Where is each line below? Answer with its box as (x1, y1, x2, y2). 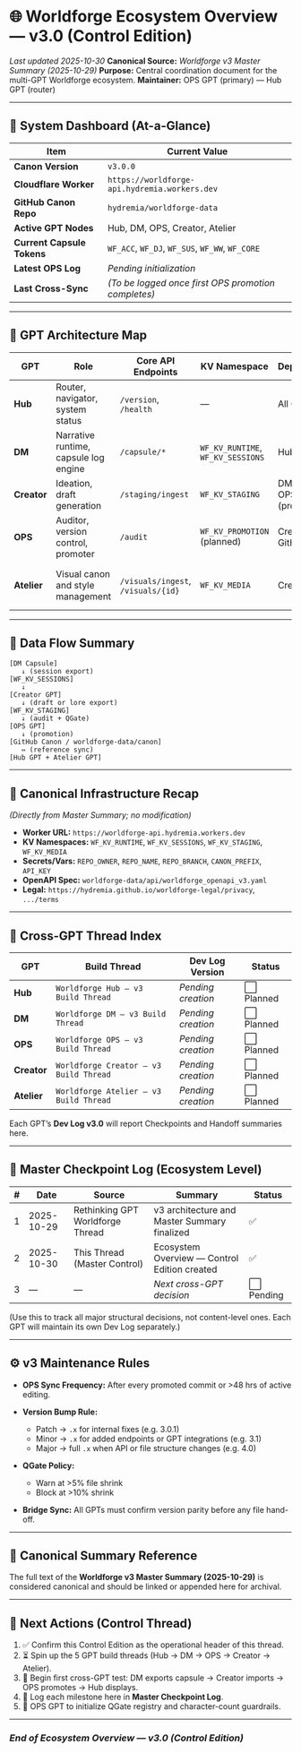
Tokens (13, 247, 47, 260)
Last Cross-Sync (13, 282, 89, 295)
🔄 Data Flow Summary (9, 635, 135, 650)
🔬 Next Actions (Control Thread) (9, 1615, 193, 1631)
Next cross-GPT (153, 1277, 224, 1290)
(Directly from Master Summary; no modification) (9, 810, 192, 821)
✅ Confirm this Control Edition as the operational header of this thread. (21, 1639, 284, 1650)
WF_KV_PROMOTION (200, 526, 270, 537)
